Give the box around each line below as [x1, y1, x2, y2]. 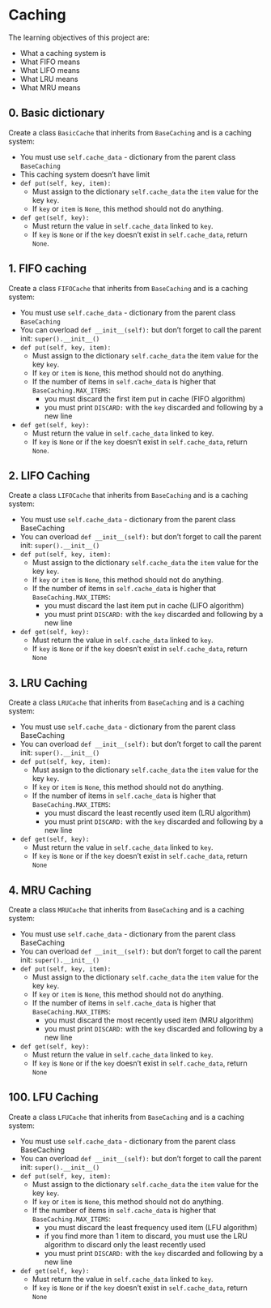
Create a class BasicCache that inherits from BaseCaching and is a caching [8, 127, 252, 137]
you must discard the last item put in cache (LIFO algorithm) [44, 601, 244, 611]
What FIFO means [19, 57, 81, 66]
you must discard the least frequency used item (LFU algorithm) [44, 1222, 257, 1232]
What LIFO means [19, 65, 80, 75]
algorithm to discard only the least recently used [44, 1239, 206, 1250]
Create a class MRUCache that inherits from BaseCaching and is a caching [8, 905, 245, 914]
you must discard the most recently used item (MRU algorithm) [44, 1015, 254, 1025]
